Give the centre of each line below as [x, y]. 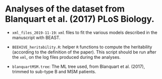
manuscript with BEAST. [36, 38]
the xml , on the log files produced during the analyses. [66, 57]
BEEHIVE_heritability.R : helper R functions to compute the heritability [82, 47]
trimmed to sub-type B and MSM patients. [54, 71]
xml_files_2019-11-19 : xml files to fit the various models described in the [85, 32]
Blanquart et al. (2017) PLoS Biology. [80, 19]
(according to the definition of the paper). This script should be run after [84, 52]
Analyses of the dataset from [65, 9]
